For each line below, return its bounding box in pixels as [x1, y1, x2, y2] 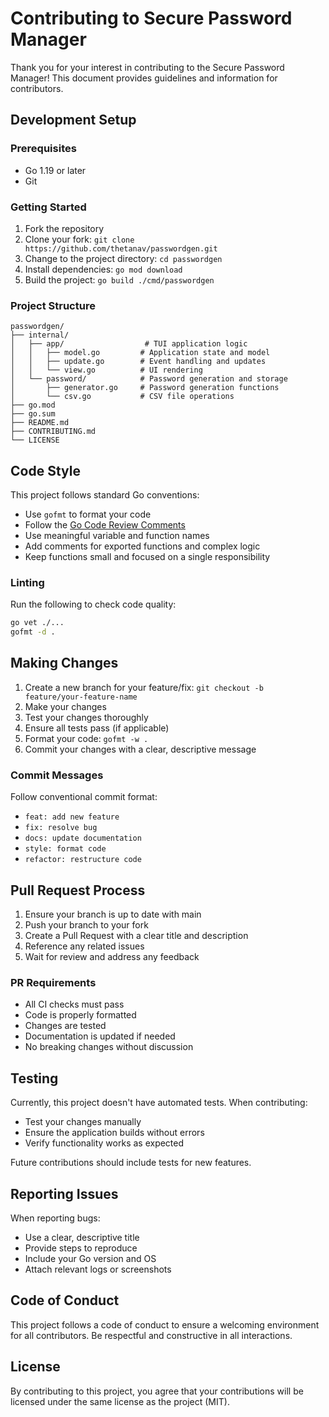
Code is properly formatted [24, 1009, 137, 1021]
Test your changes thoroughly [24, 711, 149, 723]
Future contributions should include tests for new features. [10, 1157, 252, 1169]
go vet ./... [10, 618, 65, 628]
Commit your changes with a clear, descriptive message [24, 743, 257, 755]
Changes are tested [24, 1020, 107, 1032]
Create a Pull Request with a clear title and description [24, 930, 249, 941]
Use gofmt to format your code [24, 508, 152, 521]
